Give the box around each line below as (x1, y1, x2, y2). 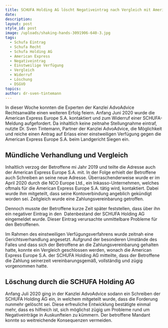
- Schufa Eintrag (9, 40, 46, 45)
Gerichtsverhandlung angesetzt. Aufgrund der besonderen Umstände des (5, 237, 157, 243)
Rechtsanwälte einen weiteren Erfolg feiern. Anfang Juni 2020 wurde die (5, 110, 155, 116)
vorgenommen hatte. (5, 263, 48, 269)
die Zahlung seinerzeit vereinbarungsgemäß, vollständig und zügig (5, 258, 143, 264)
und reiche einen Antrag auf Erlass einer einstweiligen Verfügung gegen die (5, 131, 161, 137)
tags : (5, 35, 16, 40)
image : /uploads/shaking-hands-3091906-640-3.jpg (5, 30, 111, 35)
